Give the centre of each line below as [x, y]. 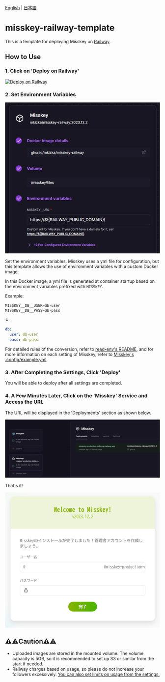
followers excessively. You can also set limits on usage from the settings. [86, 674]
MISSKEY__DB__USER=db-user [33, 306]
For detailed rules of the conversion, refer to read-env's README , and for [79, 349]
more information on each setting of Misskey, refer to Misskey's [69, 355]
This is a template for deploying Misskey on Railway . [58, 41]
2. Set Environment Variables [41, 94]
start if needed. [28, 664]
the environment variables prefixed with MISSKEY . [54, 287]
